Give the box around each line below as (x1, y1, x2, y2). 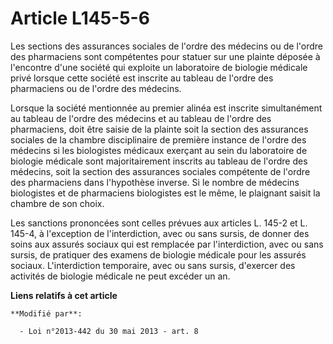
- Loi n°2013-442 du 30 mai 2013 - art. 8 (19, 326, 199, 336)
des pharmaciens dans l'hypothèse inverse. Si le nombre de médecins (10, 176, 300, 188)
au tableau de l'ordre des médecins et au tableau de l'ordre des (10, 112, 272, 124)
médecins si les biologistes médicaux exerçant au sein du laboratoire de (10, 144, 308, 156)
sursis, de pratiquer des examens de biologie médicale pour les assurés (10, 248, 307, 261)
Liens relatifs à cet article (10, 289, 118, 301)
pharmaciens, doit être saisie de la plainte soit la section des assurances (10, 123, 309, 135)
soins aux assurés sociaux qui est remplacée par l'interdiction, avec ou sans (10, 238, 324, 250)
